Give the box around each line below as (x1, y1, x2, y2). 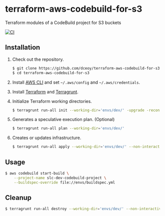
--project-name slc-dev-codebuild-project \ (14, 175, 107, 180)
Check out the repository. (12, 56, 64, 62)
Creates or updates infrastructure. (12, 135, 82, 141)
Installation (5, 43, 40, 52)
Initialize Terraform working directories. (12, 98, 92, 104)
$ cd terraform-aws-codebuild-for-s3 (12, 70, 90, 75)
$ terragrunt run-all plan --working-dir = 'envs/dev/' (12, 126, 125, 131)
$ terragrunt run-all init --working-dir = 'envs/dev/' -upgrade (12, 108, 145, 113)
